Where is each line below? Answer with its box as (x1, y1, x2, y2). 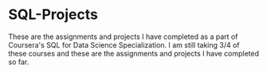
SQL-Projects (8, 6, 98, 24)
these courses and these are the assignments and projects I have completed (8, 48, 260, 58)
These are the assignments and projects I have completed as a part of (8, 32, 238, 41)
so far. (8, 57, 29, 67)
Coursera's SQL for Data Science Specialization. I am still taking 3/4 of (8, 40, 241, 49)
